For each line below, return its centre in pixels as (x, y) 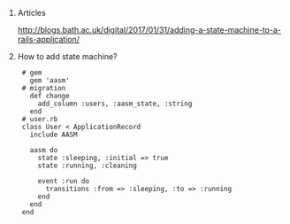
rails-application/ (49, 39)
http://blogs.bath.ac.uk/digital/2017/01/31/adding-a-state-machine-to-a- (149, 30)
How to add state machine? (67, 56)
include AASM (53, 135)
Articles (31, 13)
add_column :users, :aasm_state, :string (115, 104)
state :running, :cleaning (87, 166)
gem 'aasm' (50, 81)
